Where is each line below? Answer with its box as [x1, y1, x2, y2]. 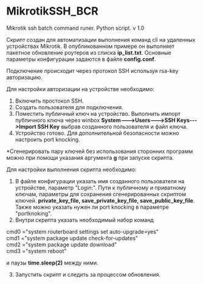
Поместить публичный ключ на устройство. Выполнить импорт [15, 110, 181, 117]
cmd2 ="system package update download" [6, 241, 117, 248]
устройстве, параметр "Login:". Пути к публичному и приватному [15, 184, 187, 191]
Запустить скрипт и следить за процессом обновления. [15, 271, 161, 278]
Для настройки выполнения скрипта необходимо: [6, 166, 137, 173]
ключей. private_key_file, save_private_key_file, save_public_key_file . [15, 197, 195, 204]
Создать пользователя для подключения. [15, 103, 123, 110]
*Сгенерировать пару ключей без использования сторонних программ [6, 147, 193, 155]
